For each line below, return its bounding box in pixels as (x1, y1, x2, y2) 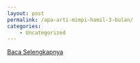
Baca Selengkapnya (7, 48, 64, 56)
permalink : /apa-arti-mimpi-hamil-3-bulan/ (7, 16, 134, 23)
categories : (7, 23, 41, 29)
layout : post (7, 10, 45, 17)
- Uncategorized (19, 29, 67, 36)
